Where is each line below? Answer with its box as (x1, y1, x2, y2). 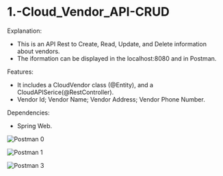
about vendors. (16, 47, 60, 55)
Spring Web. (16, 121, 53, 130)
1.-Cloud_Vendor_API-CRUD (7, 4, 170, 20)
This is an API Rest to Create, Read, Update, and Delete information (16, 40, 207, 48)
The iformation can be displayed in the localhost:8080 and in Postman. (16, 54, 217, 62)
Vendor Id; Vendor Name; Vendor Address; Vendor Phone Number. (16, 95, 205, 103)
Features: (7, 68, 34, 76)
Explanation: (7, 27, 42, 35)
